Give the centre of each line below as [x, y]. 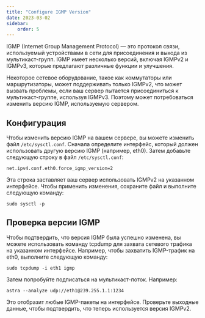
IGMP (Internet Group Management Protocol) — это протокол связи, [93, 46]
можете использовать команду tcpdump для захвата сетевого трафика [99, 244]
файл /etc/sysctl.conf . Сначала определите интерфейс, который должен [102, 144]
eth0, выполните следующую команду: [57, 257]
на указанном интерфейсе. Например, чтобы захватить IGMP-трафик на [101, 250]
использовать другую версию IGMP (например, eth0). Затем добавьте [99, 151]
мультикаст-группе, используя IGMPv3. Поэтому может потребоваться [100, 97]
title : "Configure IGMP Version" [49, 12]
